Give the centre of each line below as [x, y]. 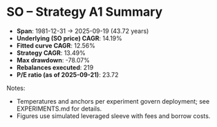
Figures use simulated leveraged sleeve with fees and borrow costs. [113, 116]
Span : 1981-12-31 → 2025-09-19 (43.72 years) [83, 31]
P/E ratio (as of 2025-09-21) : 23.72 [67, 74]
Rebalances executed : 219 [55, 67]
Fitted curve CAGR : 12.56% [56, 45]
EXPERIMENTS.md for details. [59, 108]
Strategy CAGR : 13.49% [51, 53]
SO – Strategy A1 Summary [85, 12]
